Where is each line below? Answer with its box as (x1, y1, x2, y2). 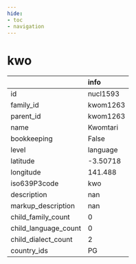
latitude (10, 156, 35, 166)
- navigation (7, 23, 45, 30)
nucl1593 (87, 89, 120, 99)
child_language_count (10, 223, 81, 233)
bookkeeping (10, 134, 53, 143)
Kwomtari (87, 123, 119, 132)
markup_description (10, 201, 76, 211)
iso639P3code (10, 179, 59, 188)
